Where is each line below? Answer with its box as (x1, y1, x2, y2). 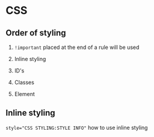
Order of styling (5, 28, 67, 38)
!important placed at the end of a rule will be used (14, 43, 140, 51)
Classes (14, 79, 34, 86)
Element (14, 91, 35, 97)
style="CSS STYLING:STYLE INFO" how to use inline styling (5, 124, 148, 131)
